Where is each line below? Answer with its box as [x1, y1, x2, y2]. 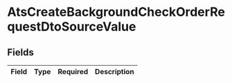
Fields [7, 46, 35, 58]
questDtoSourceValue [7, 19, 136, 35]
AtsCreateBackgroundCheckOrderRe [7, 4, 225, 20]
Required [57, 67, 89, 76]
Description [94, 67, 135, 76]
